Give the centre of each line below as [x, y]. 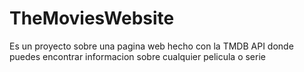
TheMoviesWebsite [92, 18]
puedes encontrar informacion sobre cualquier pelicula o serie [137, 56]
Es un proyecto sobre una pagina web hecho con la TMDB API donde [151, 46]
